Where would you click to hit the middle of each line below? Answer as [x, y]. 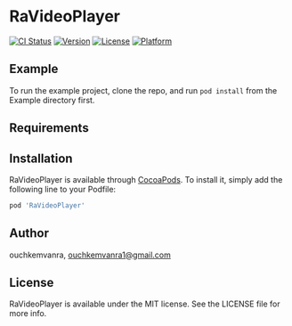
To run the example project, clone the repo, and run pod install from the [143, 90]
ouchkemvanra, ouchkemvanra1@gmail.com [90, 255]
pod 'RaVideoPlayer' [48, 205]
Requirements [49, 128]
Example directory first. [52, 100]
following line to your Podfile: [63, 189]
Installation [41, 158]
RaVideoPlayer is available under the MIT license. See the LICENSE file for [145, 304]
